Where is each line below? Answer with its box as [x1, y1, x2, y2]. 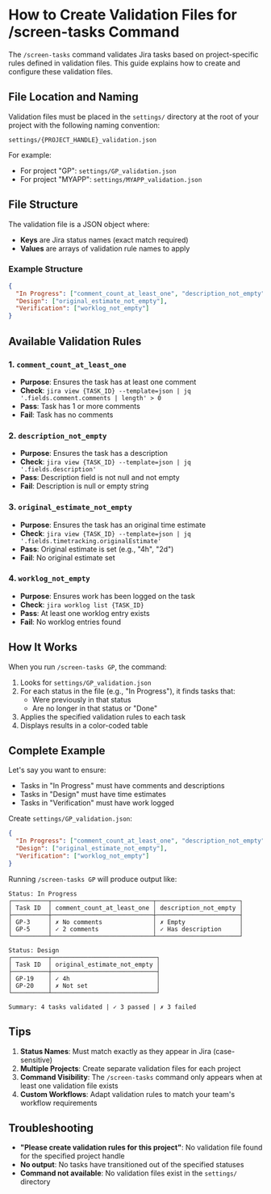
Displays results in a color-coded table [19, 720, 148, 730]
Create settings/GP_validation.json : [8, 814, 133, 824]
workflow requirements [19, 1098, 98, 1108]
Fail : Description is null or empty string [19, 481, 149, 491]
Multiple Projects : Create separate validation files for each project [19, 1063, 241, 1073]
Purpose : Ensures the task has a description [19, 449, 168, 458]
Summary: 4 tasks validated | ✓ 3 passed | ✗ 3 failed [8, 1002, 197, 1011]
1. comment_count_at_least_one [8, 358, 127, 369]
